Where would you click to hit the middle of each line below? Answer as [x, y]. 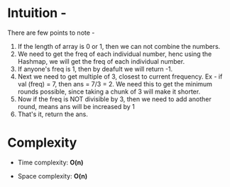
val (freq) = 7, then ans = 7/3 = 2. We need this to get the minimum [115, 84]
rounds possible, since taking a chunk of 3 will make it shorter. [109, 91]
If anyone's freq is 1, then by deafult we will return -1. [95, 69]
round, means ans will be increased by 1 [76, 106]
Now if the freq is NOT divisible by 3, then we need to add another [114, 99]
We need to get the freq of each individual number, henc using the [115, 54]
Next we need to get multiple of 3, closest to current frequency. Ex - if [120, 76]
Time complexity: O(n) [50, 162]
